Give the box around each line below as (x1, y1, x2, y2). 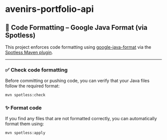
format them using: (5, 121, 44, 127)
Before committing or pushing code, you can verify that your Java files (5, 78, 150, 84)
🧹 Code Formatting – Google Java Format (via (5, 23, 148, 32)
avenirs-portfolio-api (5, 3, 94, 15)
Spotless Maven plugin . (5, 50, 53, 55)
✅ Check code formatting (5, 66, 68, 73)
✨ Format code (5, 104, 42, 111)
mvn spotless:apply (5, 131, 46, 136)
